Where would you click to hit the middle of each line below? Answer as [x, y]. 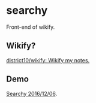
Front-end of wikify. [31, 27]
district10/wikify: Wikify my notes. [48, 60]
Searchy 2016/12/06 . [32, 93]
